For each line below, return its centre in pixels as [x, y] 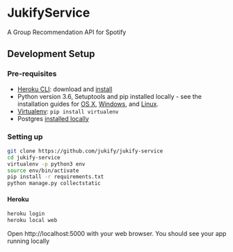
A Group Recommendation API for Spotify [67, 32]
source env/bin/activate [43, 171]
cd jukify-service [34, 157]
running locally [29, 241]
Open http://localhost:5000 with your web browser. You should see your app [117, 234]
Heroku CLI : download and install [65, 89]
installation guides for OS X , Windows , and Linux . [88, 104]
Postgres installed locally [53, 118]
